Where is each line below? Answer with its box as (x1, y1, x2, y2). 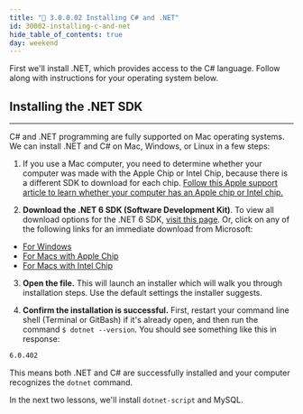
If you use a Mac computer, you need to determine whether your (22, 159, 262, 170)
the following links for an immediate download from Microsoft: (22, 224, 253, 235)
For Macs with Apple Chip (22, 251, 119, 262)
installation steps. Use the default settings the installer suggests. (22, 288, 263, 299)
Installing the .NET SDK (9, 98, 143, 114)
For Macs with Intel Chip (22, 261, 114, 271)
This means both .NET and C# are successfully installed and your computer (9, 367, 290, 378)
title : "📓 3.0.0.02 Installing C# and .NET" (9, 13, 179, 23)
